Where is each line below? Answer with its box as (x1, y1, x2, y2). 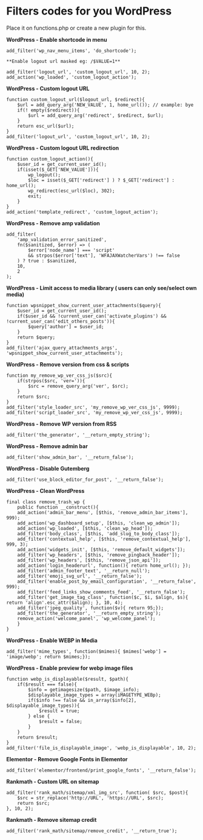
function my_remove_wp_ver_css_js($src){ (6, 372, 113, 379)
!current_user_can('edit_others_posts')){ (6, 318, 115, 325)
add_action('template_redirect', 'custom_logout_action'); (6, 209, 159, 215)
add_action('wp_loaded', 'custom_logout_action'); (6, 74, 137, 80)
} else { (28, 713, 50, 719)
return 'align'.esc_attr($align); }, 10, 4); (6, 600, 123, 606)
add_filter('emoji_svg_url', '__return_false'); (17, 573, 142, 579)
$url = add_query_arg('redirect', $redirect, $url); (28, 112, 164, 119)
